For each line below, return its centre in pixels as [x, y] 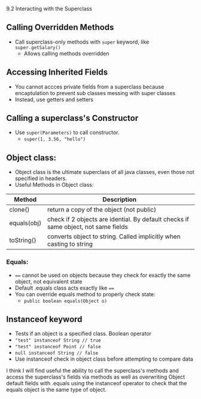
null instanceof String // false [57, 353]
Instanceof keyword [44, 319]
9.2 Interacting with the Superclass [49, 9]
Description [120, 200]
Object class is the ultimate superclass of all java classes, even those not [104, 172]
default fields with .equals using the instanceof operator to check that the [97, 383]
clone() [19, 210]
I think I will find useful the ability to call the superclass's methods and [93, 371]
